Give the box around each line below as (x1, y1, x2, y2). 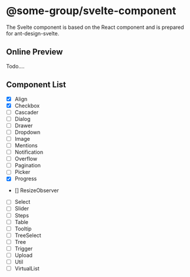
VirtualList (14, 265, 40, 272)
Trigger (14, 245, 33, 252)
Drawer (14, 122, 33, 129)
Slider (14, 205, 30, 212)
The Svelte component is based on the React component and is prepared (6, 24, 184, 31)
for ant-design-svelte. (6, 29, 60, 37)
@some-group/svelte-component (6, 4, 176, 18)
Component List (6, 80, 67, 90)
